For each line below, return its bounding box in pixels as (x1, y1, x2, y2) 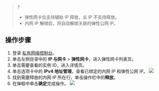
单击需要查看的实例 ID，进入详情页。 (12, 62, 87, 68)
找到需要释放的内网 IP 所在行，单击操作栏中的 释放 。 (12, 74, 118, 80)
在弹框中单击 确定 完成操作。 (12, 80, 69, 86)
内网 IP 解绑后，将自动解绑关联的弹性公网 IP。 (24, 21, 118, 26)
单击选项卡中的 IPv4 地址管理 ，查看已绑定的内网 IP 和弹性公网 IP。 (12, 68, 148, 74)
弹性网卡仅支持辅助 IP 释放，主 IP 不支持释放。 (24, 14, 120, 20)
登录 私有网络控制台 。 (12, 50, 57, 56)
